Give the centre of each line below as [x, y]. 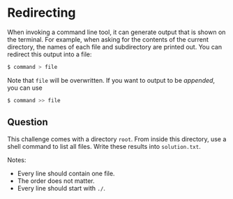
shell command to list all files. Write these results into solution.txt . [104, 146]
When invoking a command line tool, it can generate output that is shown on [116, 32]
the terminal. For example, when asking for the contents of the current [108, 39]
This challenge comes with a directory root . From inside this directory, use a [117, 139]
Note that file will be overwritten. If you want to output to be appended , [111, 80]
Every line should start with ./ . [61, 188]
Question [28, 122]
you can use [25, 88]
